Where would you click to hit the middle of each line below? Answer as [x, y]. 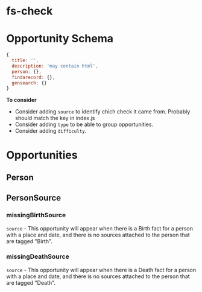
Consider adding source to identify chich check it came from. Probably [103, 112]
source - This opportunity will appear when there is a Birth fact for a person [100, 228]
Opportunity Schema [60, 39]
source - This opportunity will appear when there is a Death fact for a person [101, 270]
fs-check [30, 11]
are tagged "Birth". [30, 241]
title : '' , [25, 60]
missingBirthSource [36, 215]
